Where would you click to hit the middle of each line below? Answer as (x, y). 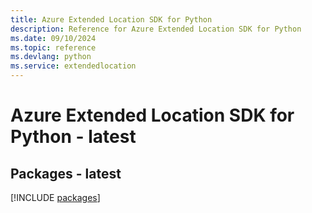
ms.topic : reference (53, 47)
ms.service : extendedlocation (73, 66)
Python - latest (73, 137)
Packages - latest (66, 173)
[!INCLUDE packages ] (55, 197)
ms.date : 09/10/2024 (53, 38)
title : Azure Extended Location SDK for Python (111, 19)
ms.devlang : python (51, 57)
